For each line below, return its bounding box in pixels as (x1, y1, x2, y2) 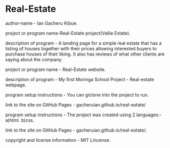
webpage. (5, 82, 27, 88)
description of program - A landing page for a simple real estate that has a (5, 40, 162, 46)
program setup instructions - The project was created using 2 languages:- (5, 112, 162, 118)
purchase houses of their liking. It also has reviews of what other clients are (5, 51, 165, 57)
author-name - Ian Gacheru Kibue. (5, 20, 78, 26)
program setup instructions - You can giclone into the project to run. (5, 91, 149, 98)
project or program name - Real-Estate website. (5, 66, 106, 72)
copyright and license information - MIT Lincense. (5, 137, 111, 143)
